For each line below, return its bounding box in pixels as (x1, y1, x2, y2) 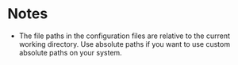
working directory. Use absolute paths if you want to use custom (18, 39, 231, 48)
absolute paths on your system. (18, 48, 122, 57)
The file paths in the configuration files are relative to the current (18, 31, 231, 40)
